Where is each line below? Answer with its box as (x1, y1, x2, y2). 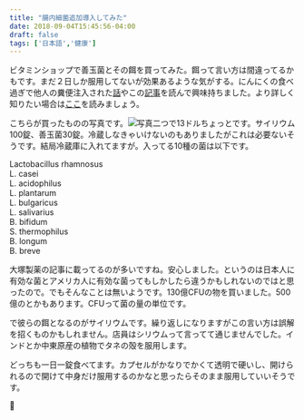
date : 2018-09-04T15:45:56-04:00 (9, 22, 136, 31)
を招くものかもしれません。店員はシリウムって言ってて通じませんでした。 (9, 328, 287, 340)
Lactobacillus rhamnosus (9, 159, 103, 170)
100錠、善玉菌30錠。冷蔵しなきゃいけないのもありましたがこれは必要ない (9, 129, 288, 141)
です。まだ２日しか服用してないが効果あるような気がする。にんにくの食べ (16, 76, 295, 87)
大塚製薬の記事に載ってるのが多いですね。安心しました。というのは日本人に (9, 264, 295, 275)
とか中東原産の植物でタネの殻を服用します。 (25, 340, 192, 351)
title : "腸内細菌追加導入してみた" (9, 13, 127, 23)
